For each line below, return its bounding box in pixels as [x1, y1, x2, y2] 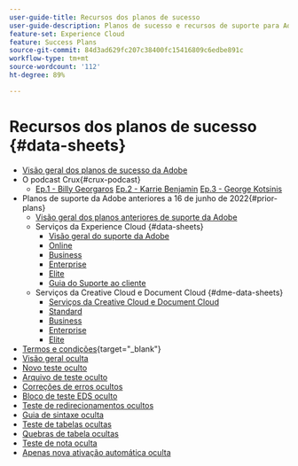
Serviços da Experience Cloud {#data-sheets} [35, 221, 204, 231]
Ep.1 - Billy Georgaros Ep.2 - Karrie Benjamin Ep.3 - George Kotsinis [35, 183, 282, 194]
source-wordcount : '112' [9, 63, 101, 72]
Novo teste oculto [21, 362, 88, 373]
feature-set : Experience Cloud [9, 29, 125, 38]
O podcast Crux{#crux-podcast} [21, 174, 141, 184]
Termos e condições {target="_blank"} [21, 343, 161, 354]
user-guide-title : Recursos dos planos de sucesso [9, 12, 200, 22]
